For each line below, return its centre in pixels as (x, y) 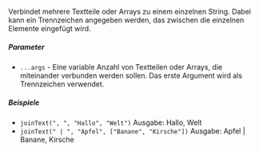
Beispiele (24, 102)
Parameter (26, 46)
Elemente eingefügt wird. (50, 28)
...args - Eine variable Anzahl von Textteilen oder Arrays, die (121, 66)
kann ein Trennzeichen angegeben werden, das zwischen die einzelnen (126, 20)
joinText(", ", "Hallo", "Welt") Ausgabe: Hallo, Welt (111, 122)
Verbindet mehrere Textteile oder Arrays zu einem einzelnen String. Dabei (130, 12)
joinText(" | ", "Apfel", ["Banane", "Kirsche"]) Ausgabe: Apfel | (132, 130)
